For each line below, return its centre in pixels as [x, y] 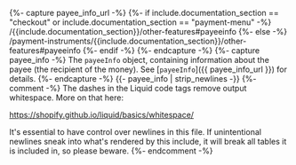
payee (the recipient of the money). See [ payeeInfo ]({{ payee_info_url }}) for [148, 69]
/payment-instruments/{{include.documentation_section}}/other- [128, 41]
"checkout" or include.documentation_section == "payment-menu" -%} [140, 22]
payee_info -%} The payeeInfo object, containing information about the [139, 60]
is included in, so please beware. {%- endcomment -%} [111, 151]
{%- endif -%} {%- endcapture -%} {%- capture [172, 51]
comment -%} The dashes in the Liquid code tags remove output [128, 88]
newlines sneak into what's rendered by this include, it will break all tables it [148, 141]
